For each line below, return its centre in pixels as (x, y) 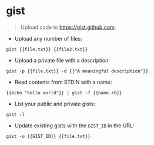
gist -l (16, 114)
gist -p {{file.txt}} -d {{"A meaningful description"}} (77, 71)
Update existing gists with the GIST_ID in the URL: (74, 126)
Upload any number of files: (48, 38)
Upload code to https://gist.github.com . (68, 27)
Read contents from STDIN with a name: (63, 82)
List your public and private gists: (55, 104)
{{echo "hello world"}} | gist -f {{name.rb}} (64, 93)
